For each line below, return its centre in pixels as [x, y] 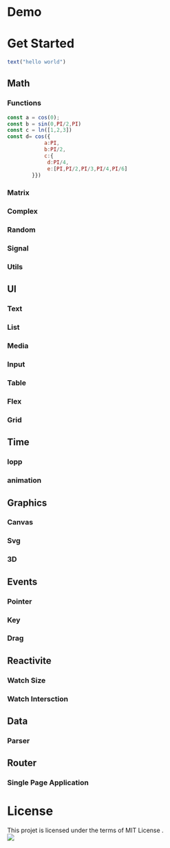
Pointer [20, 601]
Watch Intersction [38, 699]
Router [22, 763]
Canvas [20, 522]
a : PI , [52, 143]
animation [24, 480]
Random [21, 230]
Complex [22, 211]
